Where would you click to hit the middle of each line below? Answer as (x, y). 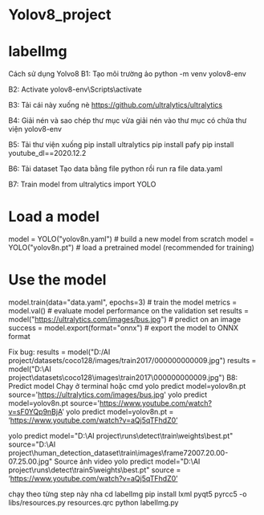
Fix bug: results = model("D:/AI (59, 352)
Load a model (54, 217)
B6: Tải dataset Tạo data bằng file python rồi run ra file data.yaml (116, 169)
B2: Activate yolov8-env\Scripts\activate (75, 89)
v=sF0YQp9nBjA (35, 412)
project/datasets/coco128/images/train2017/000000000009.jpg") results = (132, 360)
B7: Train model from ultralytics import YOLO (82, 184)
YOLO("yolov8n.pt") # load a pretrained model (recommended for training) (132, 247)
